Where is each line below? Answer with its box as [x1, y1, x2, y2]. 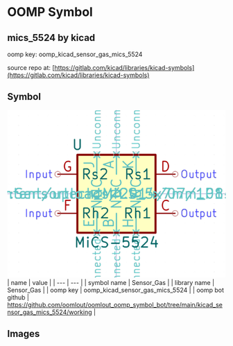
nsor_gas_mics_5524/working [7, 308, 92, 316]
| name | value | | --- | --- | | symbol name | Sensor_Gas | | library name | [7, 279, 215, 287]
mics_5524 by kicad [7, 32, 96, 44]
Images [7, 328, 40, 340]
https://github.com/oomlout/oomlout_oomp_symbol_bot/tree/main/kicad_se [7, 301, 223, 309]
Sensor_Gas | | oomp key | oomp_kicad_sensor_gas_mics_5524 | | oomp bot [7, 286, 224, 295]
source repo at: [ [7, 64, 55, 71]
